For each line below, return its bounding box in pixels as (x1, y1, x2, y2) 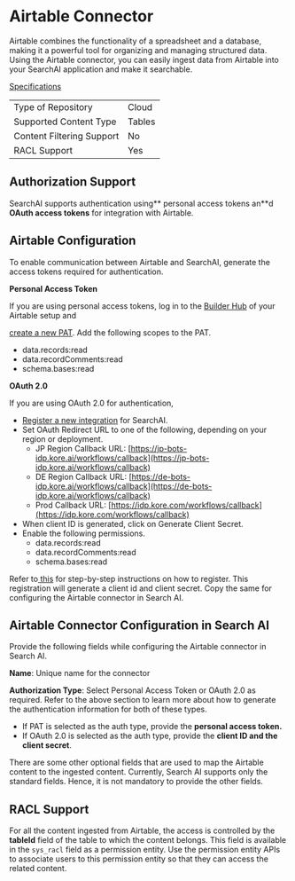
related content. (9, 863, 67, 874)
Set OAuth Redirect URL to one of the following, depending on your (21, 424, 268, 435)
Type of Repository (13, 100, 93, 113)
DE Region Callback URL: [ (35, 471, 133, 482)
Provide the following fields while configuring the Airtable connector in (9, 641, 268, 652)
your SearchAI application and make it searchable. (9, 64, 193, 75)
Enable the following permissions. (21, 528, 146, 539)
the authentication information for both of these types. (9, 704, 207, 715)
